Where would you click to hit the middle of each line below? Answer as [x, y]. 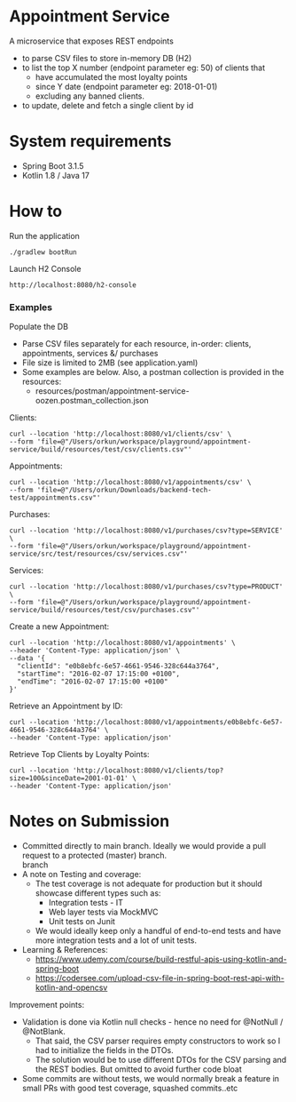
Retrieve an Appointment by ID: [66, 706]
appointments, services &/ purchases [90, 354]
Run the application [44, 236]
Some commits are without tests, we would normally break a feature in [151, 1079]
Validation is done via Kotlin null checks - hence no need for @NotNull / [152, 1022]
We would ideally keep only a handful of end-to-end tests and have [158, 931]
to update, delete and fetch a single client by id [108, 105]
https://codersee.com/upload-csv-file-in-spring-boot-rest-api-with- [160, 978]
